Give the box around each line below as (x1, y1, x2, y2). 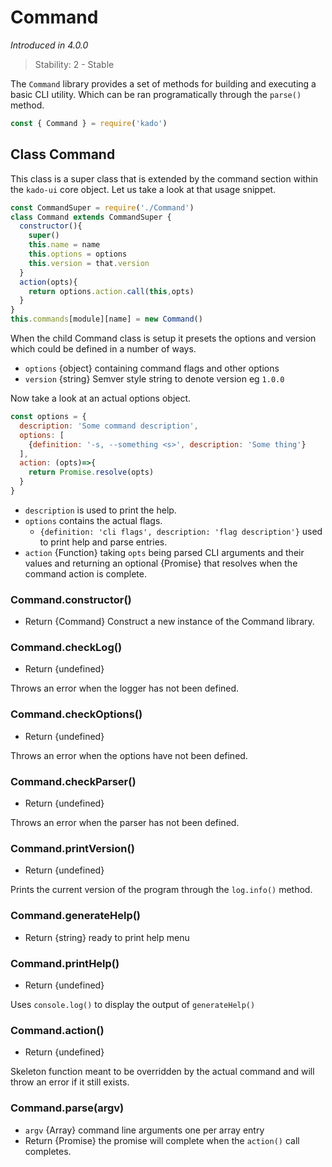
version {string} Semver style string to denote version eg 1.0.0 (24, 373, 285, 385)
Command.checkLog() (10, 641, 123, 655)
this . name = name (28, 240, 101, 250)
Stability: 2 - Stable (34, 58, 115, 70)
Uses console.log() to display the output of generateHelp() (10, 998, 256, 1010)
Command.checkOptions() (10, 707, 143, 721)
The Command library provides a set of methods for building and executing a (10, 77, 317, 90)
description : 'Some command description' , (19, 421, 199, 431)
